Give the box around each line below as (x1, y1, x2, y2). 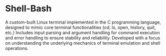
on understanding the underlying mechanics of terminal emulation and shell (5, 40, 161, 46)
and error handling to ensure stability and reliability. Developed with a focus (5, 35, 161, 41)
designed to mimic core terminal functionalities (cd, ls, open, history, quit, (5, 24, 156, 30)
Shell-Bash (5, 3, 52, 14)
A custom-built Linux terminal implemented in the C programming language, (5, 19, 161, 25)
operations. (5, 45, 29, 51)
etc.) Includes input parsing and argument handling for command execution (5, 29, 161, 35)
